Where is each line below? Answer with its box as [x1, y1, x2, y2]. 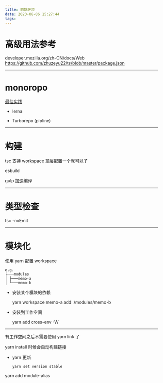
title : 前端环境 [5, 7, 35, 12]
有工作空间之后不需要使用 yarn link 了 [5, 334, 80, 340]
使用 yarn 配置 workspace [5, 258, 57, 264]
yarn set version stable [12, 364, 63, 369]
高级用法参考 [5, 38, 57, 50]
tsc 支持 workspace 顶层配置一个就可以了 [5, 158, 88, 164]
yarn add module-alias [5, 373, 50, 379]
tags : [5, 16, 16, 21]
